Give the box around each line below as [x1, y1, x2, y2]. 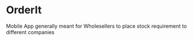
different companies [6, 28, 54, 35]
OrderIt [6, 3, 42, 17]
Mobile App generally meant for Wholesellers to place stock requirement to [6, 23, 187, 29]
